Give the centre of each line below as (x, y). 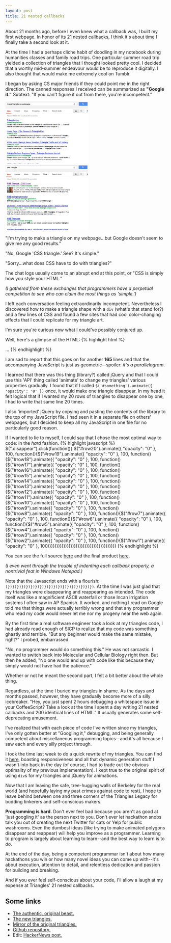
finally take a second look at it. (37, 42)
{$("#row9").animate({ (29, 508)
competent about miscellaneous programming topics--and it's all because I (84, 738)
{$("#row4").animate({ (29, 529)
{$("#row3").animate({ (29, 535)
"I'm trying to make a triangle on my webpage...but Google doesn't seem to (84, 238)
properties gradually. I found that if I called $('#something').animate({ (79, 385)
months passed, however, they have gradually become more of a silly (78, 696)
